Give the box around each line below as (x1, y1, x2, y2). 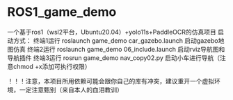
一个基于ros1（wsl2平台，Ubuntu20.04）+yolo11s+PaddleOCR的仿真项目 (7, 28, 217, 36)
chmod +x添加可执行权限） (13, 62, 92, 70)
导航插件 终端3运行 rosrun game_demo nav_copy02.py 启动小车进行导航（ (7, 53, 220, 62)
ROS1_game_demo (7, 4, 117, 20)
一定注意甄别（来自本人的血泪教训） (19, 86, 123, 94)
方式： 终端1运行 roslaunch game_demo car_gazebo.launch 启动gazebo (13, 36, 218, 45)
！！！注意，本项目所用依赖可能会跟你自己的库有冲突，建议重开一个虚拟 (7, 77, 214, 85)
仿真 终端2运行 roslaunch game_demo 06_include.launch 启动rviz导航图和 (13, 45, 225, 53)
